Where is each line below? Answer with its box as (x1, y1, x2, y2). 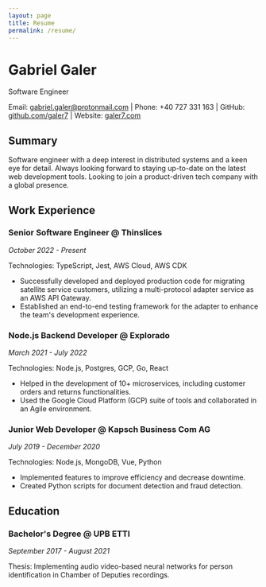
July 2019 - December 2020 (8, 442, 101, 452)
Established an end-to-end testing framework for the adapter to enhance (19, 301, 259, 311)
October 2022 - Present (8, 245, 87, 255)
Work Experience (8, 204, 96, 217)
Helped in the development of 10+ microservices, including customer (19, 379, 246, 388)
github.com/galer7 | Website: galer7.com (8, 111, 141, 120)
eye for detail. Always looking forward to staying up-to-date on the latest (8, 164, 246, 173)
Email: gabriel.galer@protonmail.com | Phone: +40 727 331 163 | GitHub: (8, 103, 245, 112)
